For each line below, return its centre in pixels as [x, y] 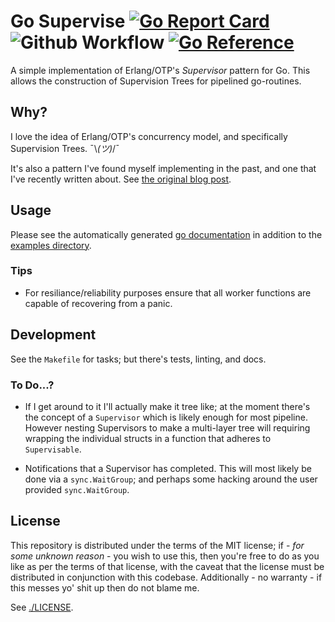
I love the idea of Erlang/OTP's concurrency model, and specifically [149, 136]
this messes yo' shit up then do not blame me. [105, 587]
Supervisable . [53, 449]
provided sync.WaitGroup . [77, 489]
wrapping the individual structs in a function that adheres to [148, 438]
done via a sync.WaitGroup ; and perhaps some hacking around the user [171, 479]
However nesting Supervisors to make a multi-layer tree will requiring [167, 427]
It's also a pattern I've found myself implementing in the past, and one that [163, 168]
